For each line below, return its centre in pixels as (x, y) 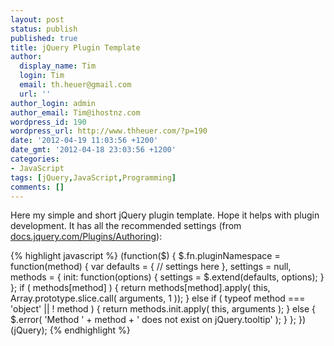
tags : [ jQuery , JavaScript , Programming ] (93, 177)
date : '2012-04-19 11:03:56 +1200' (84, 141)
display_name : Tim (58, 66)
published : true (44, 38)
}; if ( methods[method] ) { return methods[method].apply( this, (140, 288)
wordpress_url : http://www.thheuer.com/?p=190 (109, 131)
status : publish (44, 29)
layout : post (37, 19)
